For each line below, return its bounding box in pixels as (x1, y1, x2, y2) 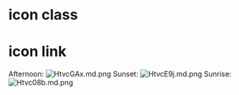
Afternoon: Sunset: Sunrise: (8, 69, 232, 79)
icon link (8, 43, 67, 61)
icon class (8, 6, 79, 24)
